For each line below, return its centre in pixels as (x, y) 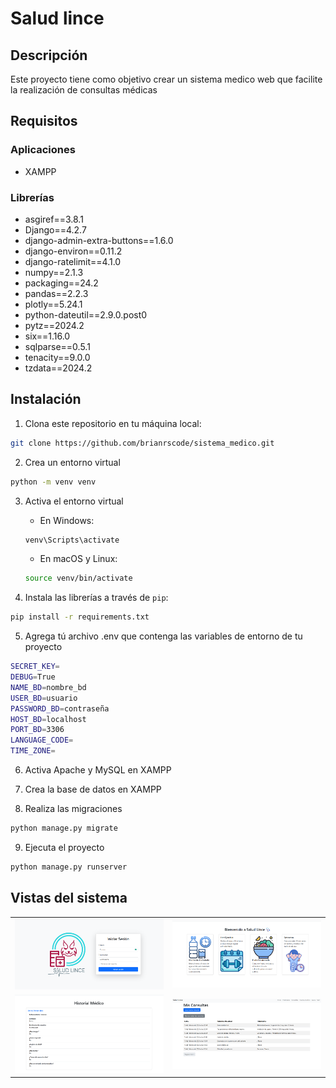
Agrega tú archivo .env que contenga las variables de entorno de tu (163, 636)
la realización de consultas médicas (84, 90)
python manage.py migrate (64, 828)
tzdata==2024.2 (58, 368)
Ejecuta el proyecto (64, 847)
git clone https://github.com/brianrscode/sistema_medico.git (142, 443)
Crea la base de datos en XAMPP (93, 789)
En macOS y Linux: (78, 559)
